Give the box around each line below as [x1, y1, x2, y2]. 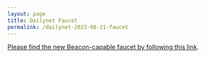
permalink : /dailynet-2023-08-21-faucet [7, 23, 129, 30]
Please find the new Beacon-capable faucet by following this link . [7, 43, 199, 52]
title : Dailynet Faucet [7, 17, 78, 24]
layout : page [7, 10, 46, 18]
